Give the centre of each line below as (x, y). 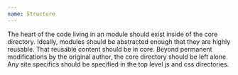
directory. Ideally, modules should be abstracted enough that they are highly (119, 41)
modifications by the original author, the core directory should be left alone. (118, 57)
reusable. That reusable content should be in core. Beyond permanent (110, 49)
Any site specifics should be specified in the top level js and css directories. (118, 64)
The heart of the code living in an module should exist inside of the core (113, 34)
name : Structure (31, 14)
